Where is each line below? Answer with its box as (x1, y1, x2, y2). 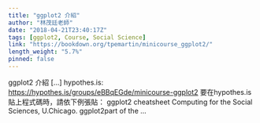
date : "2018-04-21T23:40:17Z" (8, 26, 108, 34)
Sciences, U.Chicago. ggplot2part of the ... (8, 106, 147, 115)
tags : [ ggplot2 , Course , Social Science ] (8, 33, 147, 42)
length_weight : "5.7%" (8, 48, 83, 56)
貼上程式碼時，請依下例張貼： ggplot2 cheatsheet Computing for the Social (8, 97, 253, 107)
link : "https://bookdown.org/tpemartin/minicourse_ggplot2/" (8, 41, 214, 49)
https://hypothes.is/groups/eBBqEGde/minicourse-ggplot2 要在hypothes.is (8, 87, 252, 96)
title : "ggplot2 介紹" (8, 11, 80, 20)
